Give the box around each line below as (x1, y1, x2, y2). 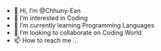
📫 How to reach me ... (13, 37, 78, 44)
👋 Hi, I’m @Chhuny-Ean (13, 7, 81, 14)
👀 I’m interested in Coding (13, 14, 88, 22)
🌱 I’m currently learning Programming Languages (13, 21, 155, 29)
